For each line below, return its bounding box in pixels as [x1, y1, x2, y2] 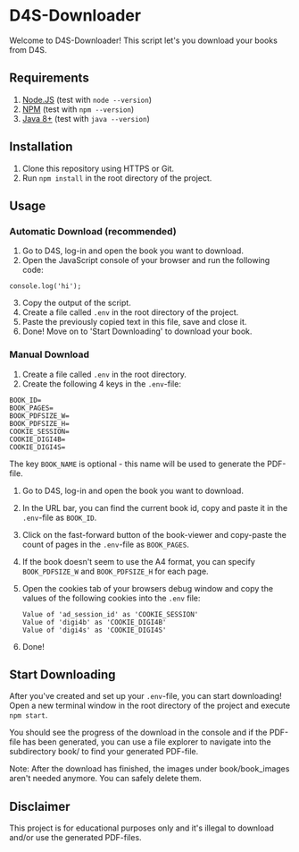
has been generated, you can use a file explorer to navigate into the [22, 737, 271, 747]
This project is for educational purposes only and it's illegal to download [9, 822, 274, 833]
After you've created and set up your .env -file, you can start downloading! [9, 691, 283, 702]
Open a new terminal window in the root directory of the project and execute [9, 700, 291, 711]
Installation [9, 140, 73, 155]
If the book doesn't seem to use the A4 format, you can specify [21, 556, 256, 567]
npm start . [9, 710, 48, 720]
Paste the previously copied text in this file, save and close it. [21, 317, 247, 328]
